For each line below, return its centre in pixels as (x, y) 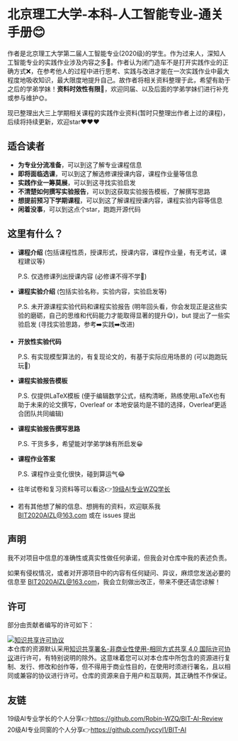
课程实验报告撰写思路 (49, 428)
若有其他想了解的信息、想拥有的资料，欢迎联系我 (89, 506)
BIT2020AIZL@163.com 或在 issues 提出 (76, 515)
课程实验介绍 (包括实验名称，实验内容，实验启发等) (92, 291)
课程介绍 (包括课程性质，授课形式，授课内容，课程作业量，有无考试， (119, 252)
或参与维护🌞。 (29, 97)
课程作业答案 (36, 458)
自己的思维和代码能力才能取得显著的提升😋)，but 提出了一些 (136, 315)
